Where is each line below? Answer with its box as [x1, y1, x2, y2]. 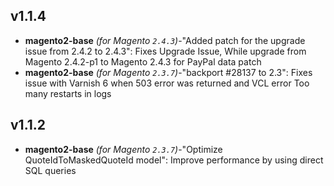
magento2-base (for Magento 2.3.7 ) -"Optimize [24, 143, 223, 155]
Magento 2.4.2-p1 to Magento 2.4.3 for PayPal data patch [24, 55, 262, 68]
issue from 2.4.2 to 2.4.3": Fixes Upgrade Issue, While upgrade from [24, 45, 307, 57]
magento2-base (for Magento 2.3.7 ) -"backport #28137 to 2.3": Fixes [24, 66, 313, 78]
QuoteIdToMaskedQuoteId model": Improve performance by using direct [24, 154, 324, 166]
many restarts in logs [24, 87, 112, 99]
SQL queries [24, 164, 77, 176]
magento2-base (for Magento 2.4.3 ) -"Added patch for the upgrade [24, 34, 306, 46]
